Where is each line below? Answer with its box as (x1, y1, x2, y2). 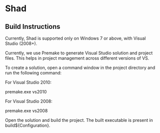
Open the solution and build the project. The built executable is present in (5, 117, 153, 123)
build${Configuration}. (5, 123, 50, 128)
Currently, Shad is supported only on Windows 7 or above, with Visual (5, 35, 146, 41)
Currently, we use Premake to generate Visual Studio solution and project (5, 50, 153, 56)
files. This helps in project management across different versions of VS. (5, 55, 149, 61)
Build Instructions (5, 22, 61, 31)
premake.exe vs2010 (5, 89, 47, 94)
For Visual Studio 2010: (5, 79, 52, 85)
